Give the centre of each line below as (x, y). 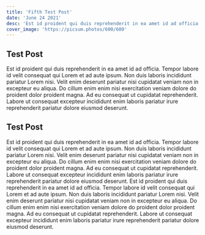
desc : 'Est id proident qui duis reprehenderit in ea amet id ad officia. (104, 23)
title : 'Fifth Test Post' (39, 12)
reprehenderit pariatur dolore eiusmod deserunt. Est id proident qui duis (97, 181)
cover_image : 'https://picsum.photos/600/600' (67, 29)
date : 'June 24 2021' (34, 18)
